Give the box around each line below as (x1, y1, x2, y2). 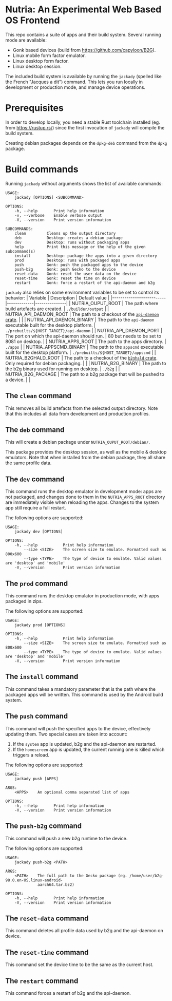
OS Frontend (5, 14, 60, 26)
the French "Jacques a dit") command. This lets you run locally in (5, 79, 143, 85)
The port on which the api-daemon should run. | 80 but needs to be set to (5, 333, 162, 339)
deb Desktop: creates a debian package (14, 235, 123, 240)
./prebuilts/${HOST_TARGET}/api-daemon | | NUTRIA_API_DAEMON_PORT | (5, 327, 163, 333)
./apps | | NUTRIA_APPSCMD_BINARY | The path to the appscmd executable (5, 344, 164, 350)
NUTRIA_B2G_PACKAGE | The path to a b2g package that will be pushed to (5, 371, 164, 377)
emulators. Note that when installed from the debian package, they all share (5, 455, 166, 461)
